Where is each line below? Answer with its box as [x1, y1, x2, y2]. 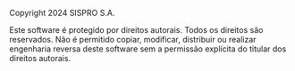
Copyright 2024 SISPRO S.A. [9, 8, 115, 18]
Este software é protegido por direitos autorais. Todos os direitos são [9, 25, 264, 35]
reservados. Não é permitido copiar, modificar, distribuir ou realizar [9, 35, 257, 44]
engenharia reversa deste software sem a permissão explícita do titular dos [9, 43, 287, 54]
